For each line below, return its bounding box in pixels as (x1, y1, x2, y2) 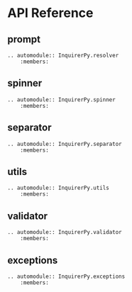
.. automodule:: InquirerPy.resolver (7, 52, 119, 59)
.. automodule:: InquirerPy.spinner (7, 96, 116, 103)
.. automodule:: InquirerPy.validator (7, 229, 122, 236)
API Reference (7, 5, 94, 21)
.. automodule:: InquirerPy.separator (7, 140, 122, 147)
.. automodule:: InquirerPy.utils (7, 184, 110, 192)
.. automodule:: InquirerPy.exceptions (7, 273, 126, 281)
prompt (7, 33, 41, 45)
